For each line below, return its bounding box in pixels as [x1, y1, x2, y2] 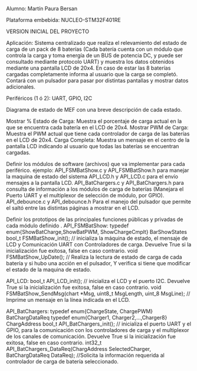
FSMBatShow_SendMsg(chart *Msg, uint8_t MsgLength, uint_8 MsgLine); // [6, 290, 191, 297]
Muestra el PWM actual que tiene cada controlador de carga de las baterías [6, 130, 190, 137]
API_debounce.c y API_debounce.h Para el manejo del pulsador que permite [6, 198, 192, 205]
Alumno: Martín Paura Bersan [6, 5, 78, 12]
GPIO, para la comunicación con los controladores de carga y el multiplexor [6, 327, 190, 333]
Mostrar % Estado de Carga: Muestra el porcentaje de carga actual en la [6, 118, 182, 125]
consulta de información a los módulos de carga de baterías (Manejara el [6, 185, 184, 193]
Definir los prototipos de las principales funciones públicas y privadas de [6, 216, 183, 223]
